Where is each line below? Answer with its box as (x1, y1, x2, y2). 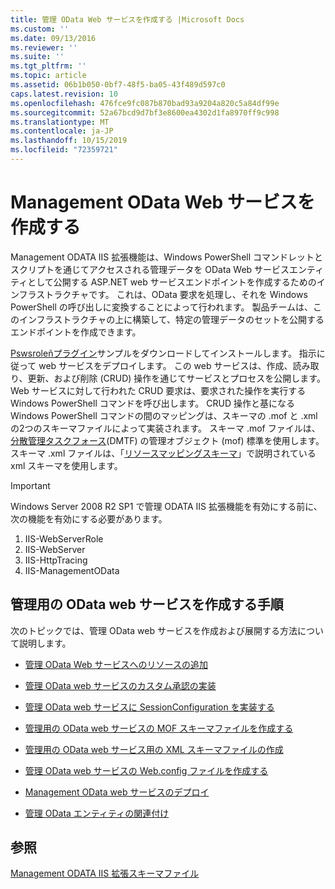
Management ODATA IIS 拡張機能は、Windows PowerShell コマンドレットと (10, 251, 324, 263)
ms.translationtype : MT (10, 117, 110, 127)
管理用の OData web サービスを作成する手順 (10, 596, 284, 613)
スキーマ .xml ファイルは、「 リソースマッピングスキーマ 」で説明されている (10, 447, 317, 459)
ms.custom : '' (10, 24, 70, 34)
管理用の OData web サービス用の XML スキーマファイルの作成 (24, 743, 284, 755)
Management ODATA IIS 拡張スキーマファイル (10, 867, 200, 880)
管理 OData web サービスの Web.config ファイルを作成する (24, 764, 269, 776)
